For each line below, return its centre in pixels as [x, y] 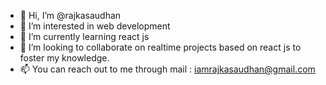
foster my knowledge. [64, 58]
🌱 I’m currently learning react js [84, 36]
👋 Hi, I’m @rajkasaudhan [70, 15]
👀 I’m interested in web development [95, 26]
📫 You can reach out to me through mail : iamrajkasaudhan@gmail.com [167, 69]
